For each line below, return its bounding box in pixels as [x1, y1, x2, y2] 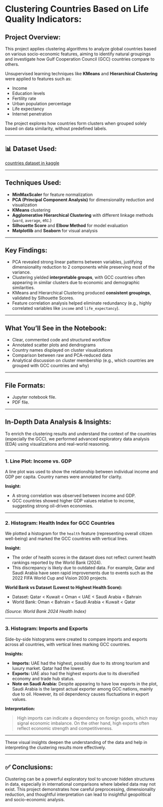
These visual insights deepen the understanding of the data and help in [5, 739, 147, 745]
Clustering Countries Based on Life [5, 3, 149, 15]
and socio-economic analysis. [5, 796, 65, 802]
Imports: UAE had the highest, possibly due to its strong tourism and [12, 660, 150, 666]
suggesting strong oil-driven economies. [12, 503, 94, 509]
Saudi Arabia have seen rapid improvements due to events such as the [12, 570, 153, 576]
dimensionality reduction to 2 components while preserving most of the [12, 264, 155, 270]
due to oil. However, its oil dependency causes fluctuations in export [12, 691, 149, 697]
